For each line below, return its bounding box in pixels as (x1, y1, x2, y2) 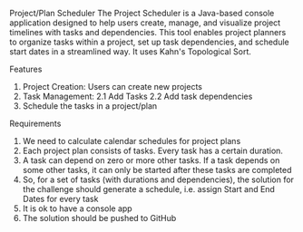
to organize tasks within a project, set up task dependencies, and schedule (9, 36, 289, 47)
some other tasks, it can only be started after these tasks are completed (22, 165, 292, 175)
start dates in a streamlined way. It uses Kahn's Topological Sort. (9, 46, 252, 57)
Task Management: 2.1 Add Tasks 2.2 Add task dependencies (22, 91, 253, 101)
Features (9, 63, 43, 74)
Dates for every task (22, 194, 99, 204)
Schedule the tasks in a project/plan (22, 101, 158, 111)
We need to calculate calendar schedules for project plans (22, 136, 241, 146)
